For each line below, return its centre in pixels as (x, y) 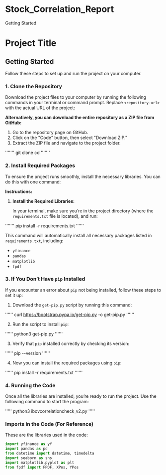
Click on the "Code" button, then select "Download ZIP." (70, 138)
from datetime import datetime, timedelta (50, 454)
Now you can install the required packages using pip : (67, 363)
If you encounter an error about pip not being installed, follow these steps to (83, 290)
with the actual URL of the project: (40, 108)
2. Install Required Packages (40, 165)
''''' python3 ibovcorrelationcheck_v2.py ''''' (50, 411)
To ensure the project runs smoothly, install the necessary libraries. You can (83, 176)
